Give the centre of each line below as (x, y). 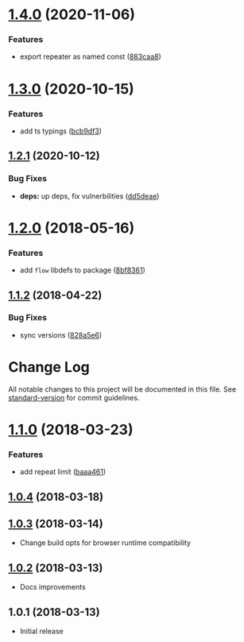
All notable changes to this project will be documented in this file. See (122, 389)
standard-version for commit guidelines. (74, 397)
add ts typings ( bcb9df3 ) (60, 131)
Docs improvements (52, 587)
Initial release (41, 631)
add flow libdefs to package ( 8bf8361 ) (82, 270)
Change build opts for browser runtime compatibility (105, 543)
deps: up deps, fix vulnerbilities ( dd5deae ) (89, 195)
